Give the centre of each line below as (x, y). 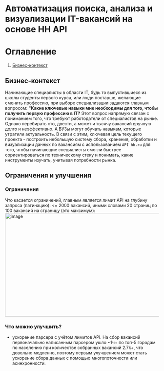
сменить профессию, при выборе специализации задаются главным (77, 103)
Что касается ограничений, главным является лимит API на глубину (76, 200)
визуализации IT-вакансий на (69, 19)
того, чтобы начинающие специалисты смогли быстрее (63, 149)
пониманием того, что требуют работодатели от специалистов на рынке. (82, 118)
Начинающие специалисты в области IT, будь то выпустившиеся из (76, 92)
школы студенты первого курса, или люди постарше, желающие (73, 97)
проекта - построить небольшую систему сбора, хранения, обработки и (81, 139)
